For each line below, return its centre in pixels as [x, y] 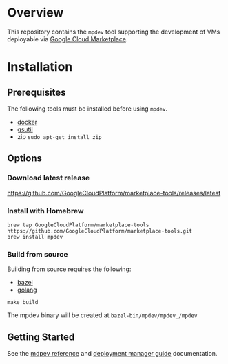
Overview [35, 13]
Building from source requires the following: [69, 269]
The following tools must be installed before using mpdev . [87, 109]
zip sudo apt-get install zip [59, 136]
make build [23, 303]
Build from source [38, 254]
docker [27, 122]
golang [27, 290]
